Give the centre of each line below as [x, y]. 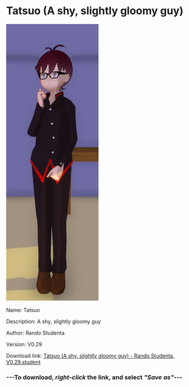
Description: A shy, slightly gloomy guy [54, 321]
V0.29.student [23, 362]
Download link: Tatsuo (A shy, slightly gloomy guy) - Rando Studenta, [90, 356]
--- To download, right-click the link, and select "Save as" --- [94, 377]
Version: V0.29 [24, 344]
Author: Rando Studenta [35, 333]
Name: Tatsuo [23, 310]
